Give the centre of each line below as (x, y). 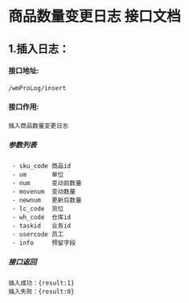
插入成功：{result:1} (41, 283)
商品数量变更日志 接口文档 (94, 16)
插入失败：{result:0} (41, 291)
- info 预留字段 (44, 243)
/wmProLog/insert (37, 88)
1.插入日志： (39, 49)
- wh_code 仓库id (41, 217)
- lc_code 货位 (38, 209)
